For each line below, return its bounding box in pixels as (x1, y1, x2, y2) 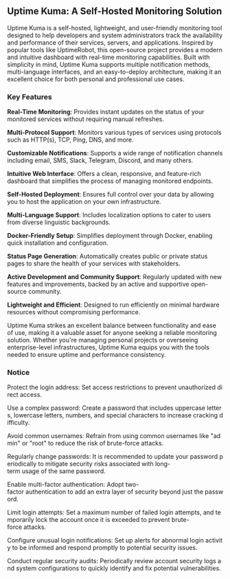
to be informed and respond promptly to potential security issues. (12, 543, 198, 552)
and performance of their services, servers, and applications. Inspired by (7, 38, 214, 47)
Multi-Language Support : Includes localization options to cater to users (7, 211, 211, 219)
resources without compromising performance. (7, 308, 141, 316)
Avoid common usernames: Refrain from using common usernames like (7, 432, 209, 440)
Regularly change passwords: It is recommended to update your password (7, 452, 218, 461)
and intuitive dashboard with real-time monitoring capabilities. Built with (7, 53, 211, 61)
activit (205, 536, 223, 545)
